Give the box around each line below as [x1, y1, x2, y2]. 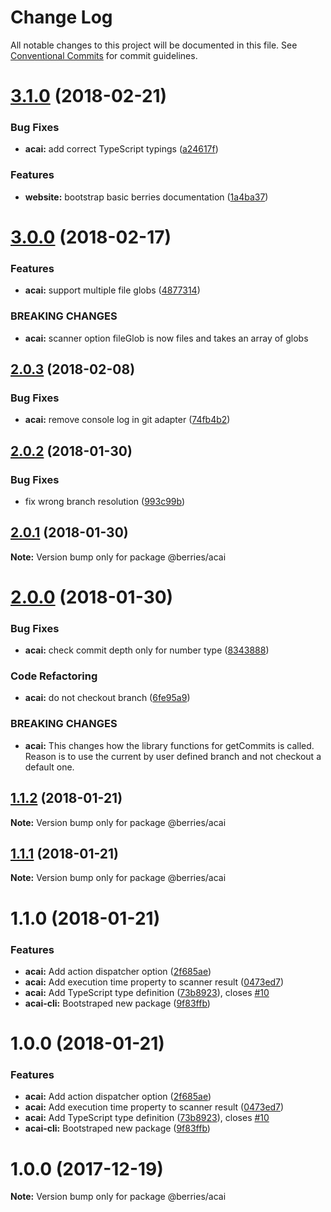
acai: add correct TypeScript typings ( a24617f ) [24, 143, 219, 155]
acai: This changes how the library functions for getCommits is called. [24, 739, 315, 751]
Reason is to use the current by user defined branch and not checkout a [24, 750, 322, 762]
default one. [24, 761, 75, 773]
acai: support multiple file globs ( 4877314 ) [24, 284, 201, 296]
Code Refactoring [10, 669, 98, 683]
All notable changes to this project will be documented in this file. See [10, 39, 298, 51]
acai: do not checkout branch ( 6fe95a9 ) [24, 692, 191, 704]
